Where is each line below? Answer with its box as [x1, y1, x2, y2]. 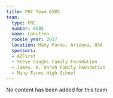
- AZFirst [11, 53, 36, 59]
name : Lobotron [11, 31, 50, 37]
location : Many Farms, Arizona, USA [11, 42, 103, 48]
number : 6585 [11, 25, 44, 32]
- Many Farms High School [11, 70, 77, 76]
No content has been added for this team [6, 86, 108, 93]
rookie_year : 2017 [11, 36, 58, 42]
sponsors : [11, 48, 36, 54]
